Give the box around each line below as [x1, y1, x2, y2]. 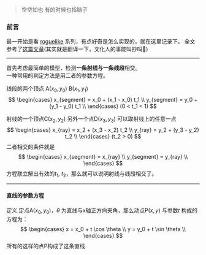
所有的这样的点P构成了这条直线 [6, 242, 85, 249]
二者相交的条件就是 [6, 143, 55, 150]
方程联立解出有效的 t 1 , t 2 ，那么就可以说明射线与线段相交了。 [6, 170, 158, 178]
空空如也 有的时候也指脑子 [21, 6, 88, 13]
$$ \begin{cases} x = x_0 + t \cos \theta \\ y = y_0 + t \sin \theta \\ [20, 225, 186, 232]
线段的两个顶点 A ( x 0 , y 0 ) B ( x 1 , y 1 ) [6, 85, 89, 94]
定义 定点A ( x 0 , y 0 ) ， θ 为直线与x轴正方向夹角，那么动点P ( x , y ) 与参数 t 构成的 [6, 207, 198, 215]
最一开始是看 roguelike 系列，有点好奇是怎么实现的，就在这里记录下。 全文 [6, 38, 196, 45]
